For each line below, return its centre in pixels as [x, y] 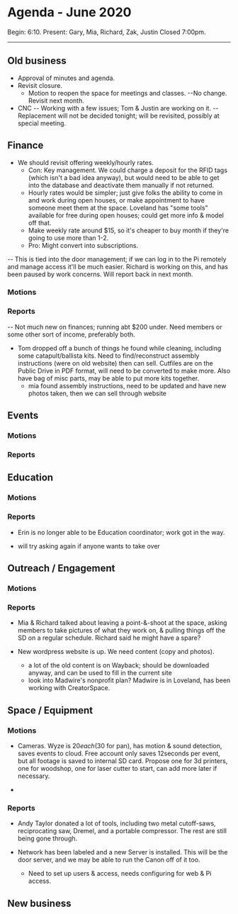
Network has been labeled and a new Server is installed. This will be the [123, 852]
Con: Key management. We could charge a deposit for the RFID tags [128, 170]
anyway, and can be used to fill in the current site [100, 673]
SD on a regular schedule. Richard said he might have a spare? [109, 638]
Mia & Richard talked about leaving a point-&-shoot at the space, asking [122, 623]
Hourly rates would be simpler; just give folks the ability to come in [125, 193]
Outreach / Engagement [61, 569]
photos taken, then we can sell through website [97, 393]
